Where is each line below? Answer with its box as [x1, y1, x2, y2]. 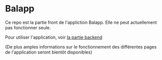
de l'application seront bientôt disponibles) [5, 49, 93, 55]
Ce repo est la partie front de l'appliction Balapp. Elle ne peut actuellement [5, 19, 157, 25]
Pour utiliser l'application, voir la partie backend [5, 34, 103, 40]
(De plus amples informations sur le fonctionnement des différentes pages [5, 44, 157, 50]
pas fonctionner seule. [5, 24, 51, 30]
